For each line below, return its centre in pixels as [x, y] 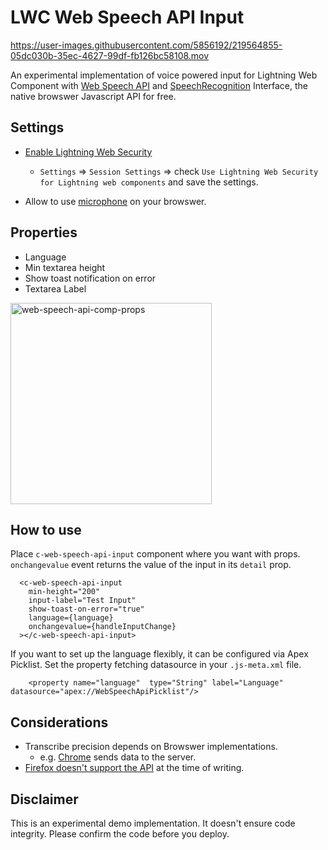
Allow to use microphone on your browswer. [115, 201]
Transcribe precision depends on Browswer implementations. [151, 747]
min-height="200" [64, 592]
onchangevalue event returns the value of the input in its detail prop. [151, 565]
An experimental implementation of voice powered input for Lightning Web [164, 75]
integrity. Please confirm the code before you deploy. [120, 834]
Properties [44, 232]
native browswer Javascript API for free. [93, 96]
